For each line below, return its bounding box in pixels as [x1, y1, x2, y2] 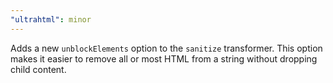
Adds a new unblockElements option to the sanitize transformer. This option [10, 42, 323, 54]
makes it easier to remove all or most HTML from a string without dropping [10, 52, 318, 65]
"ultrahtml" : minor [10, 14, 92, 25]
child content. [10, 63, 67, 75]
